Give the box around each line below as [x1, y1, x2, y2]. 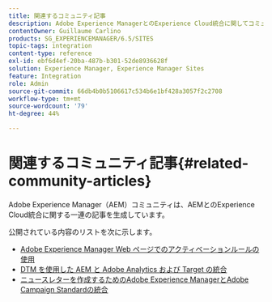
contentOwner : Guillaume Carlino [8, 27, 121, 35]
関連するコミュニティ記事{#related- [8, 155, 249, 172]
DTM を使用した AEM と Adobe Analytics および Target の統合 [19, 264, 227, 274]
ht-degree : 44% [8, 110, 60, 118]
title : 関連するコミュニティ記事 [8, 11, 107, 20]
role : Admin [8, 79, 49, 87]
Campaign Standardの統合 [19, 284, 108, 294]
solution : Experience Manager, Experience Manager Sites [8, 65, 205, 73]
